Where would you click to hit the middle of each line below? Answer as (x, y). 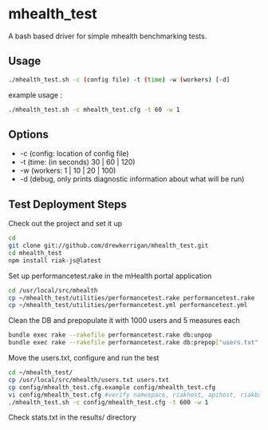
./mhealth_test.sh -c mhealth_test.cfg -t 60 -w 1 (94, 109)
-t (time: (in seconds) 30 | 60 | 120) (77, 162)
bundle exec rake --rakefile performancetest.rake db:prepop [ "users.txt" (134, 343)
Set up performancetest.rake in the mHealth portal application (110, 276)
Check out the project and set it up (65, 224)
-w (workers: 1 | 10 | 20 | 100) (68, 171)
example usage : (35, 95)
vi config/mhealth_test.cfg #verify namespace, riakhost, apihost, (123, 395)
